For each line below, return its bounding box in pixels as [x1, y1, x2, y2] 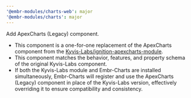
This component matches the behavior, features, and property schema [14, 54, 186, 61]
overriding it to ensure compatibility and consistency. [14, 85, 143, 92]
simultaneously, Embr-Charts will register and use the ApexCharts [14, 73, 174, 80]
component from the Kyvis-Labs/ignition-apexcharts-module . [14, 48, 163, 55]
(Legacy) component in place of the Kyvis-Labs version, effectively [14, 79, 177, 86]
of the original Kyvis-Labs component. [14, 60, 107, 67]
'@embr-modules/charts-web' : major [6, 8, 93, 15]
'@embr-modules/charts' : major [6, 14, 83, 20]
